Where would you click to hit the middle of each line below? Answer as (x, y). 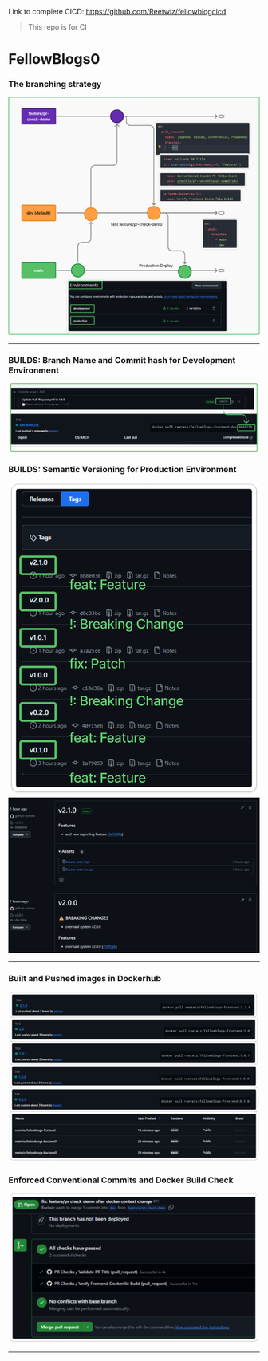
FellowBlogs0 (54, 59)
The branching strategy (55, 85)
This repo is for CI (57, 27)
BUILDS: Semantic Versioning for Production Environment (122, 469)
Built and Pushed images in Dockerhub (85, 978)
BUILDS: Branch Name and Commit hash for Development (122, 360)
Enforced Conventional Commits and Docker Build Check (121, 1180)
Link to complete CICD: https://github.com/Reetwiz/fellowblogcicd (117, 12)
